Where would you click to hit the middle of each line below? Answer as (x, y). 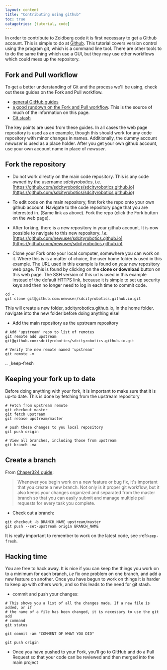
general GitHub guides (35, 102)
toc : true (15, 19)
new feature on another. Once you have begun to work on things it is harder (83, 579)
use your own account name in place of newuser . (56, 149)
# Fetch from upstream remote (37, 405)
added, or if (19, 608)
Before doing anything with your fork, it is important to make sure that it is (81, 391)
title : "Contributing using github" (43, 14)
